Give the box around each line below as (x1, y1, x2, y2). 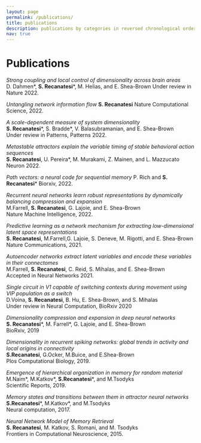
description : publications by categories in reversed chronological (6, 25, 181, 32)
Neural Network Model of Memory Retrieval (6, 418, 114, 425)
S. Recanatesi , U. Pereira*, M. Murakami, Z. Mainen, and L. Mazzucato (6, 156, 179, 163)
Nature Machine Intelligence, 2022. (6, 210, 93, 218)
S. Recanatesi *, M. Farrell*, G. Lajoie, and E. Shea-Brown (6, 320, 146, 328)
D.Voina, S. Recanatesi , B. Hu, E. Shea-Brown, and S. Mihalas (6, 297, 159, 304)
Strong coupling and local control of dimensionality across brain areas (6, 77, 181, 84)
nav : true (6, 31, 31, 37)
